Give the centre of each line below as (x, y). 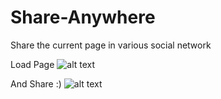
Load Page (32, 64)
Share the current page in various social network (111, 45)
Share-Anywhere (83, 17)
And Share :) (36, 83)
